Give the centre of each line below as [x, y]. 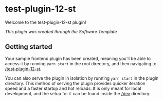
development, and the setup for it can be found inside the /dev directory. [78, 93]
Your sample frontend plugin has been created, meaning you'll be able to [78, 58]
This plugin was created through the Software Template [61, 31]
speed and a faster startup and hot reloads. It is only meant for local [73, 88]
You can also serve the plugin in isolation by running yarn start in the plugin [82, 78]
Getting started [29, 47]
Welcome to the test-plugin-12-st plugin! [45, 22]
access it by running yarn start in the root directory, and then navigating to [81, 63]
